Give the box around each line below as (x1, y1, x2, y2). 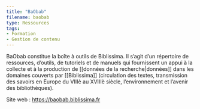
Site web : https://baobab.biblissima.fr (6, 96, 101, 103)
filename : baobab (6, 14, 50, 20)
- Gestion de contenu (6, 36, 60, 42)
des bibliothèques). (6, 85, 54, 91)
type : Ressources (6, 20, 50, 26)
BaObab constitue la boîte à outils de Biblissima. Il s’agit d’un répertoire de (6, 53, 189, 60)
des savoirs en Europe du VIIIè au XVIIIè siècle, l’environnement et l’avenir (6, 78, 189, 85)
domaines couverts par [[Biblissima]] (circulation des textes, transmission (6, 72, 187, 79)
